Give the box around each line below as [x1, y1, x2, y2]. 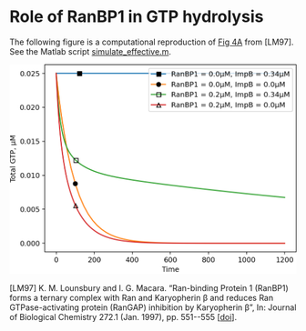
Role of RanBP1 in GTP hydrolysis [9, 6, 264, 27]
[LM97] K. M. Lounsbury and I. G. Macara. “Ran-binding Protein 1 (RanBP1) [9, 282, 289, 293]
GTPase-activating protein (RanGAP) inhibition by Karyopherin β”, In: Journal [9, 302, 297, 313]
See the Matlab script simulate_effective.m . [9, 45, 171, 56]
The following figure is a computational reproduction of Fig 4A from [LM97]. [9, 36, 294, 47]
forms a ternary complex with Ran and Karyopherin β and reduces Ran [9, 292, 274, 303]
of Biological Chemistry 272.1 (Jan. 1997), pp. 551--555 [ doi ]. [9, 311, 238, 322]
